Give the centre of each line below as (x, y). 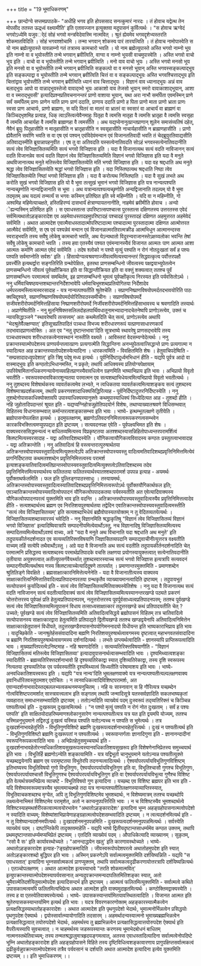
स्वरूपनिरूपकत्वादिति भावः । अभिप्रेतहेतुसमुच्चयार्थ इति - (59, 741)
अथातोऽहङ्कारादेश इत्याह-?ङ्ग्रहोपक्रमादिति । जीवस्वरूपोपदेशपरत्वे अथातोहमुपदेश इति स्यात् (93, 848)
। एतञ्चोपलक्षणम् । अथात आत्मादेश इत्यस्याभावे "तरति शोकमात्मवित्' (71, 869)
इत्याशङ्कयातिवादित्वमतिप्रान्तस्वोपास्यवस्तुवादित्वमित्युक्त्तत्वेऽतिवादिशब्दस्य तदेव (79, 465)
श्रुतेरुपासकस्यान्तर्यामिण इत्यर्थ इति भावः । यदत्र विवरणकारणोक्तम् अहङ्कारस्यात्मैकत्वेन (87, 902)
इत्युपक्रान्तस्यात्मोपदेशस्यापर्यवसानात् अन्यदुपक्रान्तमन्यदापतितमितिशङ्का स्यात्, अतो (84, 875)
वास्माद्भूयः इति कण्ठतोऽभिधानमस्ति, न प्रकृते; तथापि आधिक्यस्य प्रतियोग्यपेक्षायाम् (80, 364)
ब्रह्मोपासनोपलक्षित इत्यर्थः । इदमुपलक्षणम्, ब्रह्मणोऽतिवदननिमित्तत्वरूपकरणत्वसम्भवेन (83, 418)
